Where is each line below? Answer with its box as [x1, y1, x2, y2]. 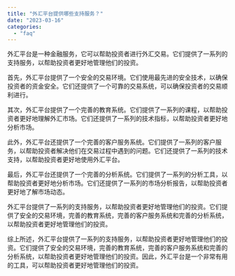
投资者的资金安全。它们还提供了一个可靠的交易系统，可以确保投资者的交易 [7, 82, 222, 91]
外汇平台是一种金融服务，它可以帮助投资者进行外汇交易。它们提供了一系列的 [7, 50, 228, 58]
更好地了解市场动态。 [7, 188, 69, 196]
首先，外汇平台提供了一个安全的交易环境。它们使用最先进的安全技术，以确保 [7, 73, 228, 82]
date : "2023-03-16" [7, 17, 64, 24]
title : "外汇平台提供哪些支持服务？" [7, 10, 104, 17]
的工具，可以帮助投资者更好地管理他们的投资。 [7, 261, 142, 270]
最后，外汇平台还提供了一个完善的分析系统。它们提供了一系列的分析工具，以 [7, 170, 228, 179]
